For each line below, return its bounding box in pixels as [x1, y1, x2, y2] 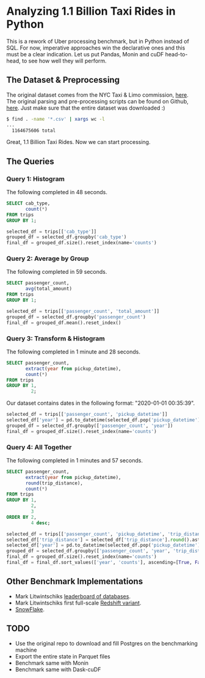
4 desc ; [31, 519, 51, 526]
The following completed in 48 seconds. [6, 189, 108, 196]
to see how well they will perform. [21, 57, 107, 64]
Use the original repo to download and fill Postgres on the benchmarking [15, 639, 198, 647]
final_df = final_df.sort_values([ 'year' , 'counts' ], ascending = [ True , [6, 559, 192, 566]
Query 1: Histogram [6, 175, 65, 183]
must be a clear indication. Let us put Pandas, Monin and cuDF [6, 50, 164, 58]
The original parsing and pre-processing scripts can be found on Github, [6, 97, 189, 105]
